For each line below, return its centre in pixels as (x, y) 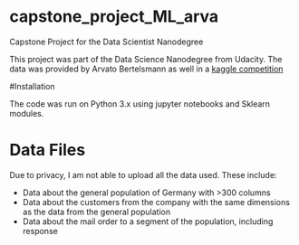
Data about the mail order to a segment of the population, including (148, 221)
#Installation (33, 86)
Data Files (48, 150)
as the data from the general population (96, 212)
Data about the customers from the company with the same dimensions (156, 202)
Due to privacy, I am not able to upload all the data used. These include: (143, 174)
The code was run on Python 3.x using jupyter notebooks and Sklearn (140, 104)
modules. (27, 113)
